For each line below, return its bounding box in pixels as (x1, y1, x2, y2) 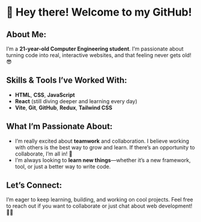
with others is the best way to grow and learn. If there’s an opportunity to (14, 143, 195, 151)
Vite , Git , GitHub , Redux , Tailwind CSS (14, 104, 113, 111)
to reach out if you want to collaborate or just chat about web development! (6, 202, 193, 209)
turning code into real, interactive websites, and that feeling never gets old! (6, 52, 192, 59)
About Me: (6, 29, 47, 40)
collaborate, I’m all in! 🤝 (14, 150, 73, 157)
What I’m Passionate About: (6, 121, 113, 131)
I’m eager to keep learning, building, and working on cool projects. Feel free (6, 196, 193, 203)
